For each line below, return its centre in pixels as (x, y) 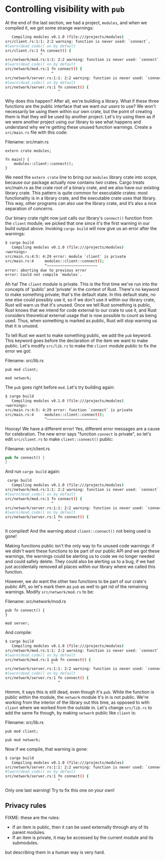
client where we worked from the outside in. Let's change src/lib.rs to (79, 707)
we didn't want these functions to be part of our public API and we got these (82, 551)
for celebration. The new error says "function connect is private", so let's (78, 434)
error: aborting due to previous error (46, 270)
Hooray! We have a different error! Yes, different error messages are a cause (82, 429)
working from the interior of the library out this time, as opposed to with (77, 702)
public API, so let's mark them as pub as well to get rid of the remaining (77, 587)
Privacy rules (26, 806)
